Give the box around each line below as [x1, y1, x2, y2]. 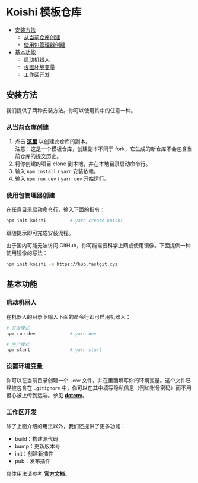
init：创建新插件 [14, 450, 54, 457]
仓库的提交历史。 [20, 153, 62, 160]
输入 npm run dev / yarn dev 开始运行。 [14, 175, 110, 182]
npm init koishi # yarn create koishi [6, 218, 123, 224]
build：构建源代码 [14, 435, 59, 442]
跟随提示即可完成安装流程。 [6, 230, 74, 237]
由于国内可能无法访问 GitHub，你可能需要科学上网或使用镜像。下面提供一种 [6, 242, 191, 249]
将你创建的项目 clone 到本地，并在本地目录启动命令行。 [14, 160, 151, 167]
